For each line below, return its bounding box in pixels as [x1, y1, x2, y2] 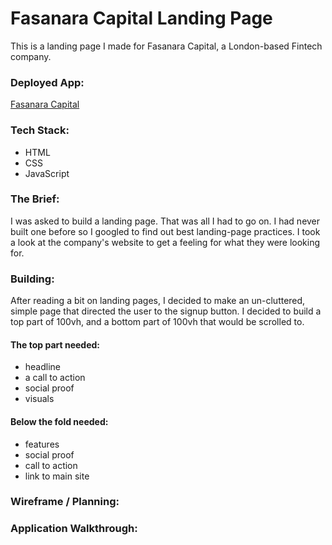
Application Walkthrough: [10, 522, 138, 536]
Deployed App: [10, 75, 85, 89]
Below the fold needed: [10, 415, 109, 427]
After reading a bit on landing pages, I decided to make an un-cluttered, [10, 295, 306, 307]
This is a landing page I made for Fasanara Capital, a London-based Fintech [10, 40, 323, 52]
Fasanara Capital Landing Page [10, 7, 273, 30]
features [24, 438, 60, 450]
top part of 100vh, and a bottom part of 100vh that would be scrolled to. [10, 316, 305, 328]
